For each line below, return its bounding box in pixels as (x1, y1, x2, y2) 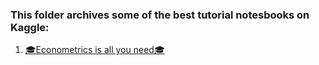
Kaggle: (10, 20, 50, 34)
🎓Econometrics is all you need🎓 (24, 44, 165, 56)
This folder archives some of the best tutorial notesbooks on (10, 8, 310, 22)
